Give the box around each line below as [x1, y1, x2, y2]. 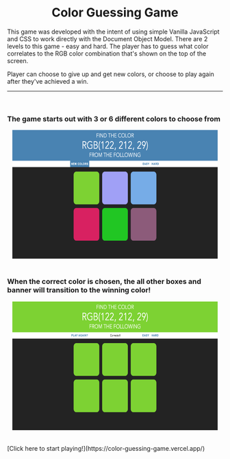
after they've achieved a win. [7, 77, 89, 85]
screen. [7, 56, 29, 64]
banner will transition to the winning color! [7, 285, 151, 295]
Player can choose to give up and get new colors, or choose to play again [7, 70, 214, 78]
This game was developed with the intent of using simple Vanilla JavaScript [7, 27, 220, 36]
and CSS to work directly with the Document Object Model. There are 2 [7, 34, 208, 43]
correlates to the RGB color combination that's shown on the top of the [7, 49, 207, 58]
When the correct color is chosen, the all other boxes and [7, 276, 202, 286]
